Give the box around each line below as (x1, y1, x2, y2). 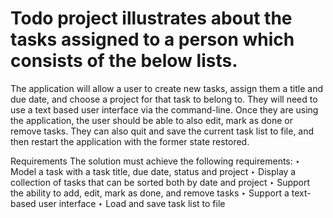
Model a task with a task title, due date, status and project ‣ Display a (10, 165, 297, 177)
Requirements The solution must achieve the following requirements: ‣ (10, 155, 301, 167)
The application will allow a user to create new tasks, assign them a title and (10, 82, 323, 94)
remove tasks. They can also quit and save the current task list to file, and (10, 125, 315, 137)
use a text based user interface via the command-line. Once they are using (10, 103, 319, 116)
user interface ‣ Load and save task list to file (38, 197, 226, 209)
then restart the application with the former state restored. (10, 135, 250, 147)
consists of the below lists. (10, 50, 238, 72)
